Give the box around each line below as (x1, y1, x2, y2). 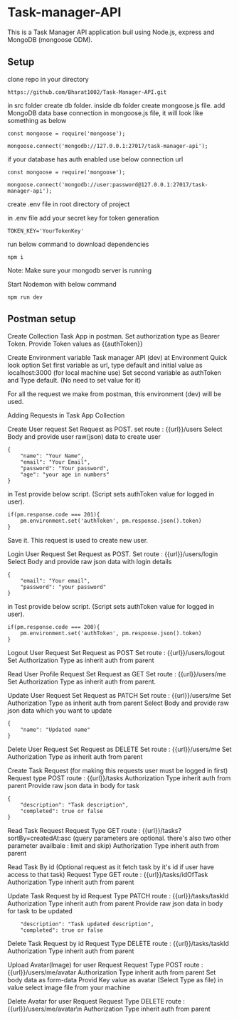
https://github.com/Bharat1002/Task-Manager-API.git (7, 88, 167, 96)
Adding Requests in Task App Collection (7, 410, 125, 420)
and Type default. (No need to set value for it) (7, 376, 142, 384)
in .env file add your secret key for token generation (7, 213, 159, 222)
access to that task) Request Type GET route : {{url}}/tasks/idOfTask (7, 870, 208, 878)
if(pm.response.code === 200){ (7, 623, 100, 630)
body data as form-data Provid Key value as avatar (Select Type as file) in (7, 975, 223, 984)
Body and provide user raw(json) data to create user (7, 432, 161, 441)
